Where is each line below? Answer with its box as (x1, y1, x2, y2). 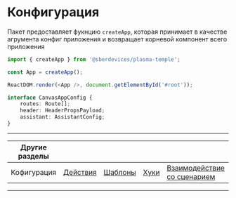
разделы (18, 151, 49, 161)
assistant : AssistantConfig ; (20, 114, 105, 121)
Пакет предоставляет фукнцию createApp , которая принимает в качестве (7, 27, 228, 36)
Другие (20, 142, 47, 152)
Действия (63, 167, 97, 177)
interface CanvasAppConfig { (7, 94, 93, 101)
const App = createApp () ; (7, 68, 83, 76)
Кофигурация (11, 167, 57, 177)
